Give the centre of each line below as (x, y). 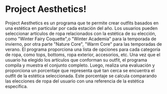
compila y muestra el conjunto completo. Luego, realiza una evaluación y (80, 65)
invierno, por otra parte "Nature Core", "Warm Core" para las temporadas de (83, 44)
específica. (17, 86)
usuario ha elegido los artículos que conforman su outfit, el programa (76, 60)
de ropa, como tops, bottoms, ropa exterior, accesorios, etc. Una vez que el (83, 54)
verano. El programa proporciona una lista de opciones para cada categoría (83, 49)
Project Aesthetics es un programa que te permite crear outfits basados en (82, 23)
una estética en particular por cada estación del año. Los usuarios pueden (82, 28)
